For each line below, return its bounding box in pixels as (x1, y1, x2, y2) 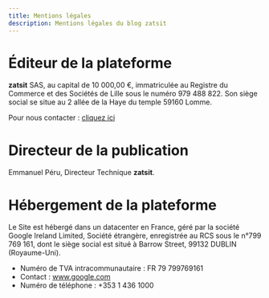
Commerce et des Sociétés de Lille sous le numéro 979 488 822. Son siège (8, 89, 259, 99)
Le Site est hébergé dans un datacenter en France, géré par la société (8, 222, 240, 232)
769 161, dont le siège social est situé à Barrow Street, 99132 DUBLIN (8, 239, 237, 249)
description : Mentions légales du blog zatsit (8, 19, 167, 27)
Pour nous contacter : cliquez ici (8, 113, 116, 123)
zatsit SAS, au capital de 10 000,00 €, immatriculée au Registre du (8, 80, 229, 90)
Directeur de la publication (8, 141, 189, 159)
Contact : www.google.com (19, 272, 111, 282)
